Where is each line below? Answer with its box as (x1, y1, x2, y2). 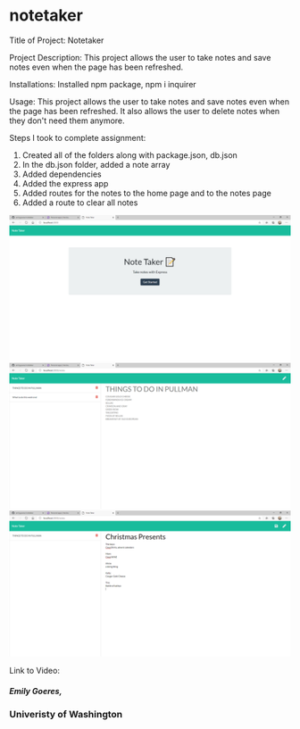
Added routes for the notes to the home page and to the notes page (21, 187, 272, 198)
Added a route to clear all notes (21, 197, 138, 208)
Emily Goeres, (9, 686, 62, 697)
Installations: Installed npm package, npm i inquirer (9, 79, 196, 89)
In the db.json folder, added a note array (21, 159, 171, 170)
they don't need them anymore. (9, 115, 125, 126)
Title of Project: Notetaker (9, 35, 104, 46)
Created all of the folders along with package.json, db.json (21, 149, 238, 161)
